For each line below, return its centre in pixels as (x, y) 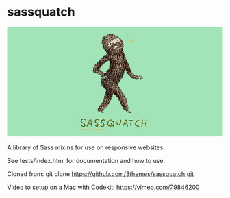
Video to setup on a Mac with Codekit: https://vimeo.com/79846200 (103, 187)
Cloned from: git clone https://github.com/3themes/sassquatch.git (100, 174)
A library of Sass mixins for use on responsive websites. (86, 147)
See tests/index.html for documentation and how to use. (86, 160)
